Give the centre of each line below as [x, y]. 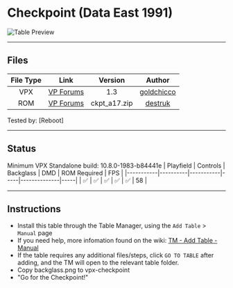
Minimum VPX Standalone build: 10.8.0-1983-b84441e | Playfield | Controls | [116, 166]
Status [22, 149]
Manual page [35, 233]
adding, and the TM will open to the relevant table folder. [98, 263]
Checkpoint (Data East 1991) [90, 13]
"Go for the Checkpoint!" [53, 278]
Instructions [34, 209]
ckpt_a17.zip [112, 103]
